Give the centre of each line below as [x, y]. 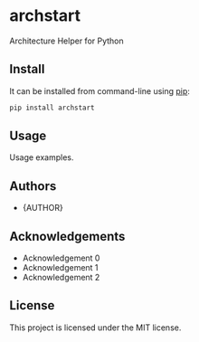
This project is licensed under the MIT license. [95, 328]
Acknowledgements [67, 236]
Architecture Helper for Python [66, 41]
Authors [33, 186]
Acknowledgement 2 [61, 278]
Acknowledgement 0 [61, 258]
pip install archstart [52, 108]
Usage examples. [42, 157]
